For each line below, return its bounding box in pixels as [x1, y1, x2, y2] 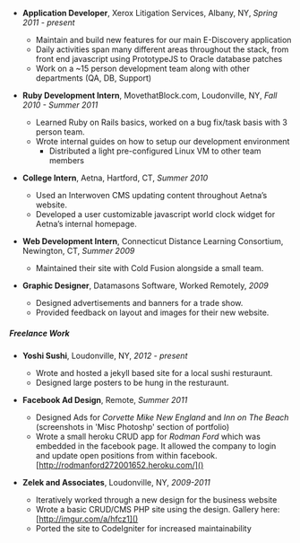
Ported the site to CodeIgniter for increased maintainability [35, 522, 253, 533]
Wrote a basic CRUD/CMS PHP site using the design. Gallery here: [35, 504, 280, 514]
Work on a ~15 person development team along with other [35, 63, 251, 74]
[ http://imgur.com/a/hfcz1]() [35, 513, 139, 524]
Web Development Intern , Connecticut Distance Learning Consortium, [21, 236, 284, 246]
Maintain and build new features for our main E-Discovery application [35, 35, 292, 45]
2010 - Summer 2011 [21, 100, 99, 110]
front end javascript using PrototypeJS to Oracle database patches [35, 54, 283, 64]
